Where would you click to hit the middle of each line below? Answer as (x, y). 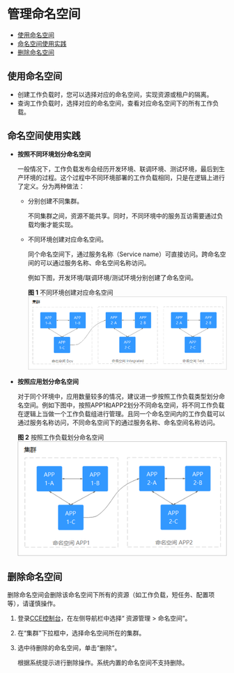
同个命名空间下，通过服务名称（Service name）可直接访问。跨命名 (124, 254)
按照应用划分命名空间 (48, 381)
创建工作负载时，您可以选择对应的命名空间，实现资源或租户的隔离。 (115, 94)
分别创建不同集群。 (55, 201)
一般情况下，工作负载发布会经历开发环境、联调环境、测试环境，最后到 (118, 168)
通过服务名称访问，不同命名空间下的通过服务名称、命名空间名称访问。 (118, 422)
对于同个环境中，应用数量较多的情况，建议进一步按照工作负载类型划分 (118, 396)
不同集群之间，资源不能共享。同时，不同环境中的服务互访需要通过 (122, 216)
